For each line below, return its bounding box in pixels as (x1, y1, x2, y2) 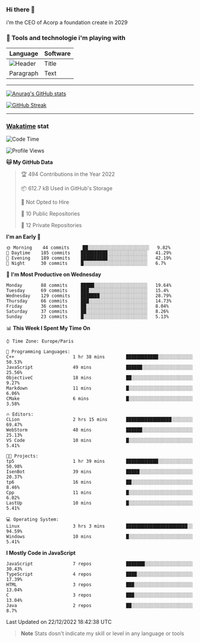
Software (44, 49, 71, 57)
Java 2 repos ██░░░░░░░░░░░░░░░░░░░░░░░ (6, 602, 193, 608)
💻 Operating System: (6, 516, 60, 523)
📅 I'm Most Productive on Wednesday (6, 271, 101, 278)
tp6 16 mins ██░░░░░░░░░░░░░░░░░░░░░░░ (6, 479, 193, 485)
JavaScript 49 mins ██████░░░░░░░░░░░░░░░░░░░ (6, 364, 193, 370)
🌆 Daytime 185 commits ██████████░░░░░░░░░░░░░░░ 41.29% (6, 250, 171, 256)
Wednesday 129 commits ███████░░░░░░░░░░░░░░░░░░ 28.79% (6, 292, 171, 299)
